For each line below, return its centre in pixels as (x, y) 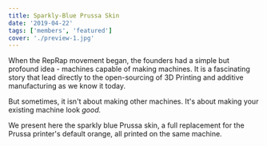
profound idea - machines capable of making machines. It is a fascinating (129, 69)
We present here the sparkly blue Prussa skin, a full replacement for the (127, 125)
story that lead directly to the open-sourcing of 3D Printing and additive (126, 77)
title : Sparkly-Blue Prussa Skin (64, 16)
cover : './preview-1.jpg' (51, 38)
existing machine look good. (55, 110)
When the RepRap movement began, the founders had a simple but (119, 61)
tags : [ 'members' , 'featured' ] (60, 30)
